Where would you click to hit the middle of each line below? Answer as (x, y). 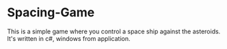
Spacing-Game (51, 13)
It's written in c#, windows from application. (69, 38)
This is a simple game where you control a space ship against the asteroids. (114, 31)
